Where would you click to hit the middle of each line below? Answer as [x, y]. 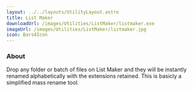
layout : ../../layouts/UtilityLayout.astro [63, 12]
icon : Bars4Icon [27, 35]
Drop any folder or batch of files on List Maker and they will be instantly [96, 70]
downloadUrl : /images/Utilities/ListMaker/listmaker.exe [81, 23]
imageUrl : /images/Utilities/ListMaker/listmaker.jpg [77, 29]
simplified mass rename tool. [43, 83]
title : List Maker [30, 18]
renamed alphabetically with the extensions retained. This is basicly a [94, 76]
